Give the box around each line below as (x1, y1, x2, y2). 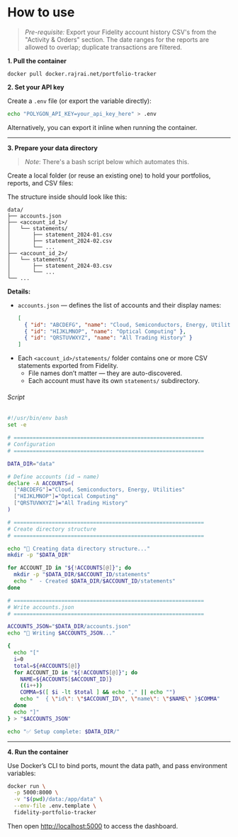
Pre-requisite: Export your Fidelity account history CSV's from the (24, 28, 217, 36)
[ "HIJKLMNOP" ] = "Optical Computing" (13, 493, 119, 500)
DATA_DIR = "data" (7, 460, 55, 468)
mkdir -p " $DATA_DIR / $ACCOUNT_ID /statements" (13, 571, 151, 578)
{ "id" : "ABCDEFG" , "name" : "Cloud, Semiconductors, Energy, (24, 321, 209, 328)
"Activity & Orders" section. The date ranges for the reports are (24, 35, 210, 43)
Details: (7, 287, 30, 296)
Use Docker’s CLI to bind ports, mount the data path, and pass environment (7, 761, 228, 769)
